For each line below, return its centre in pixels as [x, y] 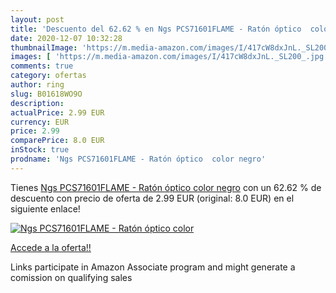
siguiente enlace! [45, 208]
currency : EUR [40, 122]
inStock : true [40, 150]
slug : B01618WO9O [46, 94]
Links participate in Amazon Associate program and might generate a [153, 267]
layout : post [37, 19]
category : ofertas [48, 76]
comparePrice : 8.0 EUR [57, 141]
